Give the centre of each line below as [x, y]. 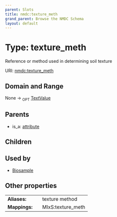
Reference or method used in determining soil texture [58, 61]
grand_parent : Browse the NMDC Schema [44, 19]
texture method [60, 199]
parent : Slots [19, 10]
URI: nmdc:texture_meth [29, 71]
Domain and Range [34, 86]
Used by [18, 158]
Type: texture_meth [46, 48]
